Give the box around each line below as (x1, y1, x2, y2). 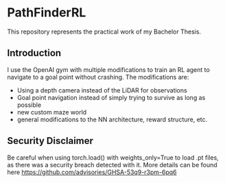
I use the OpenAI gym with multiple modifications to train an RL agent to (7, 65, 211, 73)
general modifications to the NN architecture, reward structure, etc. (16, 115, 208, 123)
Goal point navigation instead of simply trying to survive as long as (16, 93, 206, 101)
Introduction (7, 47, 62, 59)
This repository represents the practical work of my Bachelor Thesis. (7, 27, 201, 36)
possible (16, 101, 42, 109)
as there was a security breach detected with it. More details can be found (7, 160, 217, 169)
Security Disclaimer (7, 135, 94, 147)
